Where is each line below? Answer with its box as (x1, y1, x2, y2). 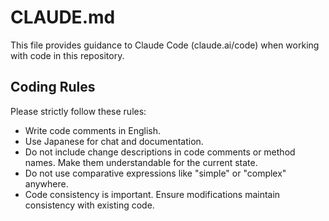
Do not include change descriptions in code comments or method (24, 146, 296, 158)
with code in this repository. (10, 49, 125, 61)
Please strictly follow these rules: (10, 105, 147, 117)
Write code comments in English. (24, 124, 161, 136)
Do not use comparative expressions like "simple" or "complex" (24, 167, 287, 179)
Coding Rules (10, 79, 96, 96)
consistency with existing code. (24, 199, 155, 211)
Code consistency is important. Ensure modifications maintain (24, 188, 281, 200)
